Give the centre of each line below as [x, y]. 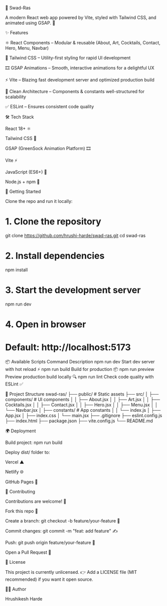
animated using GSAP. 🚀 [30, 23]
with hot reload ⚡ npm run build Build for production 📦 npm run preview [80, 369]
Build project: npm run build [34, 442]
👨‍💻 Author [16, 589]
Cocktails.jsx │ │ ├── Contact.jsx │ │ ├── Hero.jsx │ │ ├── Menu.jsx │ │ [81, 405]
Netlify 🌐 [15, 472]
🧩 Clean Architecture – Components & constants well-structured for [75, 91]
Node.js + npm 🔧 [23, 182]
